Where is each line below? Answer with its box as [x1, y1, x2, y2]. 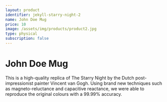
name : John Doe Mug [5, 17, 47, 22]
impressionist [5, 80, 34, 86]
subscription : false [5, 36, 49, 41]
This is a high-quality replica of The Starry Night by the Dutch [5, 74, 134, 81]
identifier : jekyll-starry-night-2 [5, 12, 81, 17]
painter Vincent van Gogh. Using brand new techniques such [34, 80, 162, 86]
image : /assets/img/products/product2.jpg [5, 27, 97, 32]
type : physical [5, 31, 38, 36]
